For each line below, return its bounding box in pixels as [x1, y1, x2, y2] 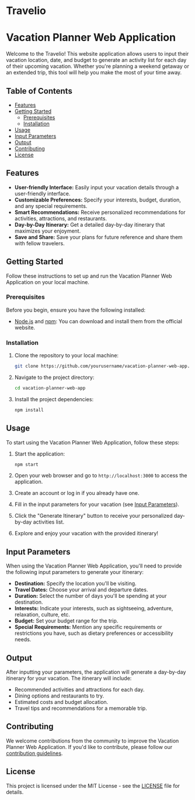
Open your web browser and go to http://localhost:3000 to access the [14, 472, 187, 479]
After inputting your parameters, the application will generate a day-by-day [6, 669, 186, 676]
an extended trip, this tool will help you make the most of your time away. [6, 69, 182, 76]
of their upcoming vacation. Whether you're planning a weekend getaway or [6, 63, 190, 70]
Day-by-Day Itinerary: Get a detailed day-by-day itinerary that [14, 221, 165, 228]
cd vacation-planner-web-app [14, 385, 86, 391]
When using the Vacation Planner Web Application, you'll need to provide [6, 562, 182, 569]
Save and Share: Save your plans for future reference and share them [14, 233, 183, 241]
